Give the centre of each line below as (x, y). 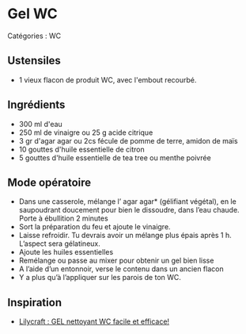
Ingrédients (36, 105)
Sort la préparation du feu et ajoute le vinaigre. (95, 227)
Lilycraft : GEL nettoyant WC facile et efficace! (94, 321)
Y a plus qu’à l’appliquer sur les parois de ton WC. (100, 278)
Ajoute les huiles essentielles (66, 252)
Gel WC (32, 14)
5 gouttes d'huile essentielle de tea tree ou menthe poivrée (115, 157)
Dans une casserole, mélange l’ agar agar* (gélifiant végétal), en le (127, 202)
